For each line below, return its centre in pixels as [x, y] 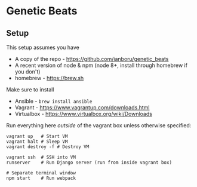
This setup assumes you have [43, 47]
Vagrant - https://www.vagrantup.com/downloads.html [82, 108]
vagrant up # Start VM [37, 136]
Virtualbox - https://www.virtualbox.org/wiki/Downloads [83, 114]
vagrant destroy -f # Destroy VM [48, 147]
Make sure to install [30, 90]
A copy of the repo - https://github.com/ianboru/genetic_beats [92, 59]
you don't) [27, 72]
